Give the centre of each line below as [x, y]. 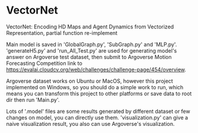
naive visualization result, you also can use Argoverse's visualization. [90, 124]
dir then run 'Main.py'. [33, 100]
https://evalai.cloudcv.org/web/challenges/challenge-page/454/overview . [96, 69]
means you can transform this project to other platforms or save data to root [99, 93]
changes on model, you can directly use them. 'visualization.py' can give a [97, 117]
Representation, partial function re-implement [62, 33]
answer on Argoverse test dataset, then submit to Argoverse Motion [89, 57]
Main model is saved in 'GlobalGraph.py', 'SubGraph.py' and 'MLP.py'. [92, 44]
